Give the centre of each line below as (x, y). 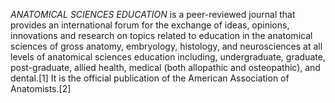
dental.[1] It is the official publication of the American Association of (150, 78)
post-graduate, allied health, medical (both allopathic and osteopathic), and (165, 67)
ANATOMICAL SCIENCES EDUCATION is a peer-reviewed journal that (153, 14)
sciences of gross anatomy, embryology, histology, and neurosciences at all (166, 46)
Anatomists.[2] (41, 88)
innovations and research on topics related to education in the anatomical (161, 35)
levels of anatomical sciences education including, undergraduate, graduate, (168, 57)
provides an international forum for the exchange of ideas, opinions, (150, 25)
